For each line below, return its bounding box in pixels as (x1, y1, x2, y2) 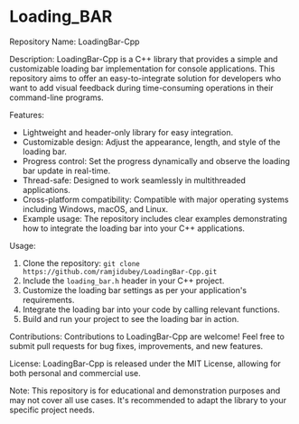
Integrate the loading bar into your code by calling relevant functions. (22, 304, 280, 315)
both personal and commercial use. (9, 367, 142, 378)
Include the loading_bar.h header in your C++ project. (22, 275, 225, 286)
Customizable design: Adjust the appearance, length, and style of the (22, 136, 281, 147)
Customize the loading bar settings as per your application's (22, 284, 247, 295)
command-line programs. (9, 92, 104, 103)
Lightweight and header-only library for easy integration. (22, 126, 233, 137)
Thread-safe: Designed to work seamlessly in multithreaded (22, 174, 247, 186)
